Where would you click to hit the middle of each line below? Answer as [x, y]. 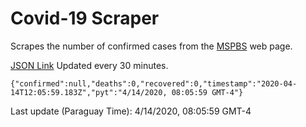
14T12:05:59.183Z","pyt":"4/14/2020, [89, 92]
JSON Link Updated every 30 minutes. [89, 65]
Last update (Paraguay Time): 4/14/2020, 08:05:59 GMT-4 [131, 111]
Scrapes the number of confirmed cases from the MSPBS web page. [151, 46]
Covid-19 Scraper [85, 18]
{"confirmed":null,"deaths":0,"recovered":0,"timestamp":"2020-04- [154, 83]
